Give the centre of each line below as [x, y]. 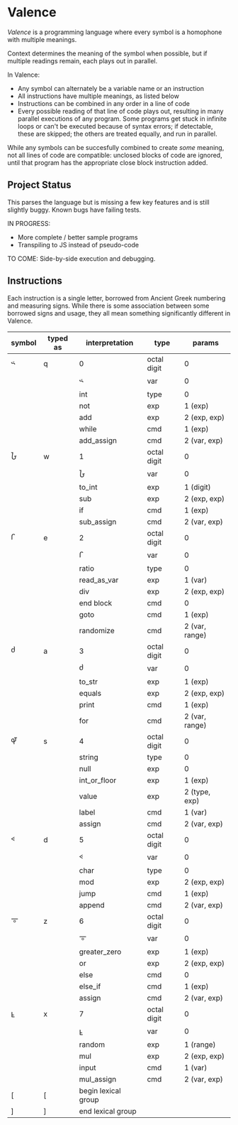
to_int [88, 487]
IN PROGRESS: [29, 223]
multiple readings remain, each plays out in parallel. [83, 60]
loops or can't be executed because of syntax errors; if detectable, [115, 126]
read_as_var [99, 580]
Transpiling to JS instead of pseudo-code [78, 244]
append [92, 905]
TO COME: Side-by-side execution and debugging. [81, 258]
